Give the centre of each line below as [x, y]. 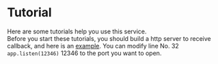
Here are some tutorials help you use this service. [77, 31]
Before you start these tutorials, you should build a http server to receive [109, 38]
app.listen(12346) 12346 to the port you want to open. [84, 53]
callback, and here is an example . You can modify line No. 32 [93, 46]
